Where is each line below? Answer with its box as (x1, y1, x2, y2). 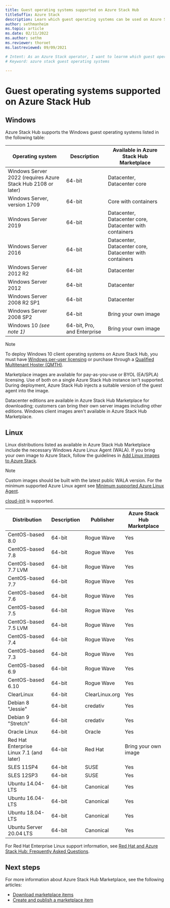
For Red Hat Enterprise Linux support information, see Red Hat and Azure (5, 843, 158, 849)
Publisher (91, 516, 115, 523)
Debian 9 (8, 714, 29, 721)
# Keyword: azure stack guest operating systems (5, 59, 110, 64)
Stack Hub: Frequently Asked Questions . (5, 848, 90, 854)
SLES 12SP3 (8, 772, 38, 779)
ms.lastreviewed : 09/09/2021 (5, 45, 67, 50)
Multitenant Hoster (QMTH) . (5, 362, 64, 368)
